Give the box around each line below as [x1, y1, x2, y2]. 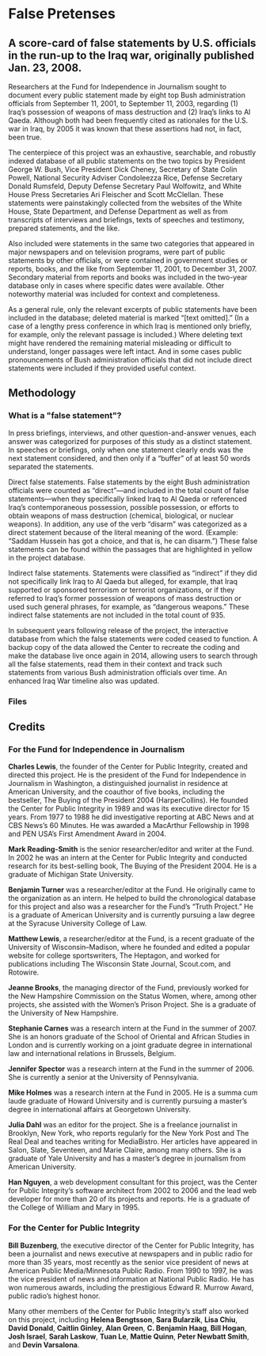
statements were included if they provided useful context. [8, 363, 196, 373]
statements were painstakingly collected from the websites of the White [8, 199, 243, 207]
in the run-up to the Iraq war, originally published [8, 48, 255, 62]
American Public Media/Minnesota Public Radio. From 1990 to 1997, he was [8, 1266, 253, 1275]
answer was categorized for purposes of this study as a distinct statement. [8, 436, 253, 446]
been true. [8, 132, 42, 142]
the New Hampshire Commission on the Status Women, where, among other [8, 991, 257, 1001]
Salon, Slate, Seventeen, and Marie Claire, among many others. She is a [8, 1145, 241, 1155]
